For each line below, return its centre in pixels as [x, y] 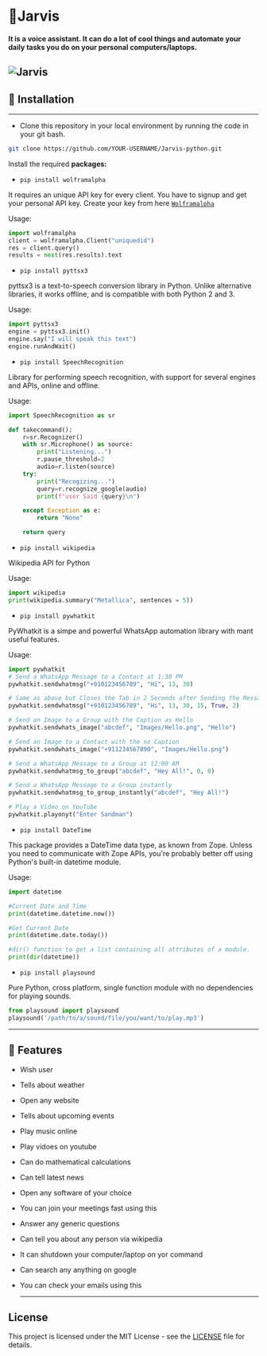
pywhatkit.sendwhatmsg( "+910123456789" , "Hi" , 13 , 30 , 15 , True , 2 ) [124, 706]
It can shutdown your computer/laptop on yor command [111, 1254]
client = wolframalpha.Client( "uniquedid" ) [81, 240]
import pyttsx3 [33, 324]
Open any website [49, 1100]
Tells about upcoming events [67, 1115]
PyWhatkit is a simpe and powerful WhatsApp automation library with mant [131, 630]
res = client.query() [44, 248]
